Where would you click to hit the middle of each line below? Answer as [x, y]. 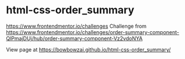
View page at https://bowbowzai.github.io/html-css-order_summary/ [88, 49]
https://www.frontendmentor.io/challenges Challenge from [76, 26]
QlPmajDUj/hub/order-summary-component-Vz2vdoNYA [74, 38]
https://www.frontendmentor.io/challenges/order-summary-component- [93, 32]
